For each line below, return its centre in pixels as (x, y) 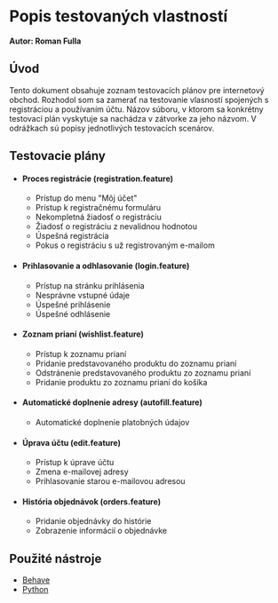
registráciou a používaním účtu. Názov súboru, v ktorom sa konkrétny (136, 109)
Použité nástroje (56, 558)
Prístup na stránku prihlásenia (90, 285)
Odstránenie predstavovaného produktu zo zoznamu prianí (143, 373)
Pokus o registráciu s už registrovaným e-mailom (125, 245)
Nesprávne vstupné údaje (83, 295)
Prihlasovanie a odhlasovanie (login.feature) (106, 266)
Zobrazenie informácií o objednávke (101, 531)
